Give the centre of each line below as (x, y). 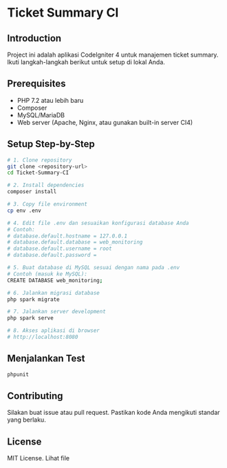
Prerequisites (36, 84)
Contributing (35, 396)
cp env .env (24, 211)
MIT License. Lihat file (39, 458)
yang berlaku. (26, 420)
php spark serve (30, 318)
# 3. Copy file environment (47, 204)
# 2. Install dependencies (46, 185)
